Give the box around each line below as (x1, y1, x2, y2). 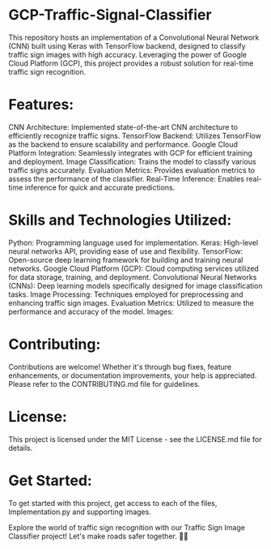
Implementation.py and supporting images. (8, 507, 151, 517)
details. (8, 443, 33, 452)
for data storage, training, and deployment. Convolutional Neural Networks (8, 272, 257, 281)
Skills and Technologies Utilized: (8, 211, 232, 229)
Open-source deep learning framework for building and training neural (8, 255, 243, 264)
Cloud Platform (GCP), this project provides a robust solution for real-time (8, 58, 254, 68)
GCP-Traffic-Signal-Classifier (8, 6, 212, 24)
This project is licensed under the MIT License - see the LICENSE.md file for (8, 434, 262, 444)
